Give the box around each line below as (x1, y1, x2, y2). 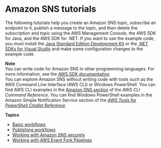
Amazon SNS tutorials (5, 3, 96, 15)
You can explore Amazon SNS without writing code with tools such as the (5, 76, 153, 82)
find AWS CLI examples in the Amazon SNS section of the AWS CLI (5, 87, 140, 92)
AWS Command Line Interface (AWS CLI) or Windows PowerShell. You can (5, 81, 156, 87)
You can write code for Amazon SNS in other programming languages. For (5, 65, 155, 72)
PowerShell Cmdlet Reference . (5, 102, 67, 108)
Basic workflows (12, 121, 46, 127)
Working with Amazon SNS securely (12, 132, 85, 138)
